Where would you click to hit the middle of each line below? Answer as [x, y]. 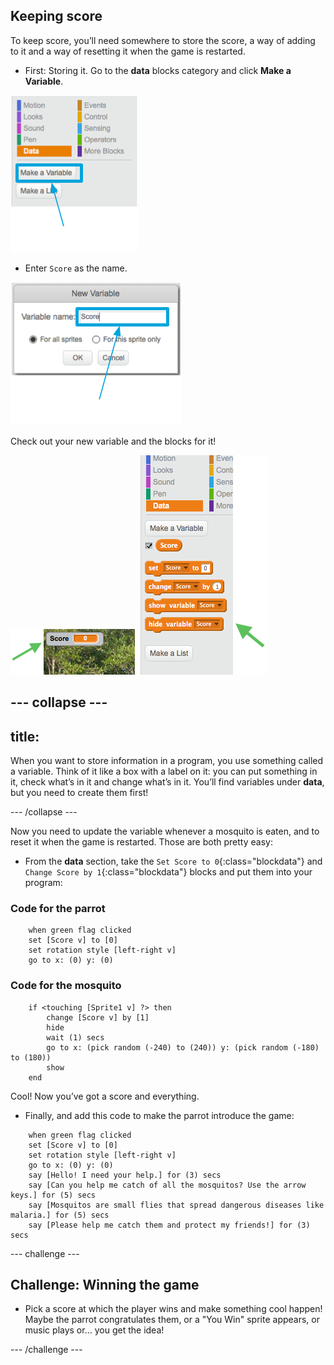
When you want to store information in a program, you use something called [167, 761]
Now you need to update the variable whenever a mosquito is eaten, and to [165, 831]
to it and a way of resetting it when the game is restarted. [128, 51]
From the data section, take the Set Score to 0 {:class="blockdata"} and [173, 861]
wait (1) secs [75, 1037]
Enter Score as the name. [76, 268]
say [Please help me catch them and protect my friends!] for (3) [169, 1225]
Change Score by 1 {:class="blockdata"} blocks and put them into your [168, 872]
